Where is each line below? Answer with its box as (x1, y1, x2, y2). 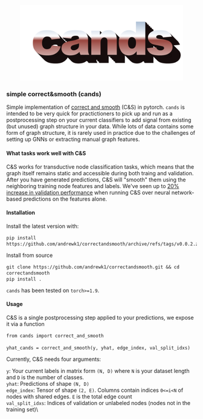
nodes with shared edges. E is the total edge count (6, 392, 132, 400)
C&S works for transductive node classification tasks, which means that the (6, 163, 195, 171)
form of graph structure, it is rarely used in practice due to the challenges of (6, 129, 196, 137)
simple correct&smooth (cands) (6, 89, 101, 98)
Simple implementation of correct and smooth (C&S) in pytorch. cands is (6, 103, 185, 111)
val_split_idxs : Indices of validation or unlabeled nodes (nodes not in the (6, 399, 191, 406)
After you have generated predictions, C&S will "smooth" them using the (6, 176, 186, 183)
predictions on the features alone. (23, 195, 108, 203)
